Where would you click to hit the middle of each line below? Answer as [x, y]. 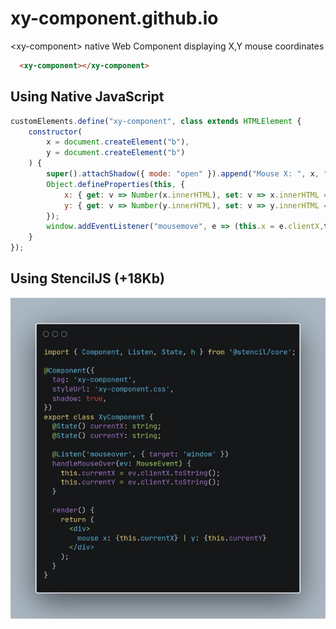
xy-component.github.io [114, 18]
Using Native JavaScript [87, 97]
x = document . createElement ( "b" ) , [118, 142]
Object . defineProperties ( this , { [116, 184]
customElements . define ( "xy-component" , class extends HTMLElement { [156, 121]
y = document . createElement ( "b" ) [116, 153]
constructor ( [55, 132]
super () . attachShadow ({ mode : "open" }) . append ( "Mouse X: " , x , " [187, 174]
